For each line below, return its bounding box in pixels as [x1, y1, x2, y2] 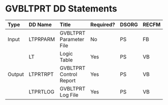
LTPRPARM [28, 35, 55, 42]
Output [7, 70, 24, 77]
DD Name [28, 21, 52, 28]
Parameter [59, 35, 84, 42]
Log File [59, 91, 78, 98]
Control [59, 70, 77, 77]
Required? [90, 21, 115, 28]
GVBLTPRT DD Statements [5, 3, 117, 14]
